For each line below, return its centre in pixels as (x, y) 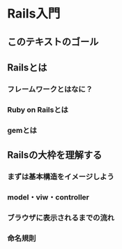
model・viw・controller (48, 197)
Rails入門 (34, 14)
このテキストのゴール (53, 42)
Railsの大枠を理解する (55, 155)
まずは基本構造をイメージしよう (61, 177)
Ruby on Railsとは (38, 110)
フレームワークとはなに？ (50, 89)
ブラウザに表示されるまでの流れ (61, 218)
